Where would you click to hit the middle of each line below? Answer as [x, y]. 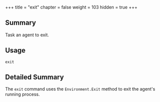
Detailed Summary [35, 77]
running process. [23, 95]
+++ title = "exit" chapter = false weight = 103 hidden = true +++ [71, 7]
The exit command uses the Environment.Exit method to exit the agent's [80, 89]
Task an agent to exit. [27, 35]
